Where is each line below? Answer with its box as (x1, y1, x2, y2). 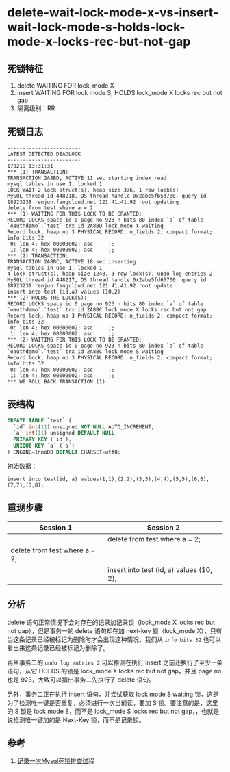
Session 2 (146, 522, 180, 532)
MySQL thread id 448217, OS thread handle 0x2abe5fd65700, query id (7, 276, 207, 283)
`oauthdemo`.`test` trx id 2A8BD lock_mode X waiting (7, 222, 164, 229)
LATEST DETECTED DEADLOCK (7, 151, 81, 157)
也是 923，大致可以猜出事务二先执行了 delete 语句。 (7, 675, 155, 684)
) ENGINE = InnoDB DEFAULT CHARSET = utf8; (7, 449, 121, 456)
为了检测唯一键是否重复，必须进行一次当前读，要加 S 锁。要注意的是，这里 (7, 698, 218, 706)
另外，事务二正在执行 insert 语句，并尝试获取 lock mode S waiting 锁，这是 (7, 690, 219, 698)
